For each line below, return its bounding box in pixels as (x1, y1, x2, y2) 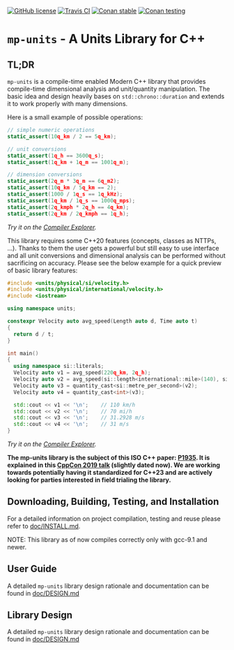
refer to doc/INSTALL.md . (7, 522, 81, 530)
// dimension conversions (7, 171, 82, 178)
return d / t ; (13, 330, 54, 338)
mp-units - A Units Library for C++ (7, 31, 205, 47)
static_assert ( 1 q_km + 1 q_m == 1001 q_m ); (7, 158, 130, 165)
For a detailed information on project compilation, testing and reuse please (7, 514, 221, 523)
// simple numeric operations (7, 126, 95, 133)
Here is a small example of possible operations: (7, 113, 143, 121)
